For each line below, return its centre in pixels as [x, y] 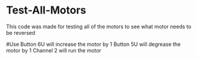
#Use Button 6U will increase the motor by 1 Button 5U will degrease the [94, 44]
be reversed [21, 32]
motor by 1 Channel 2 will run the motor [54, 50]
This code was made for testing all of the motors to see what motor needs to [99, 26]
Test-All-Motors [46, 10]
